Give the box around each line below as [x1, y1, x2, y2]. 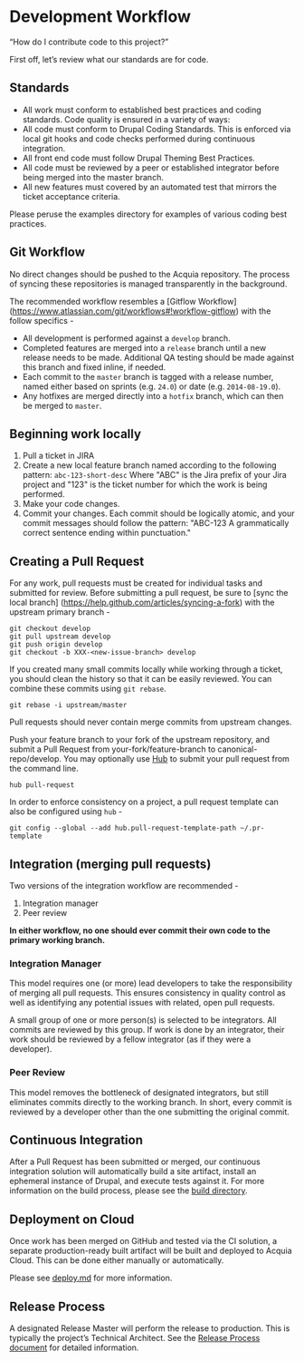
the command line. [9, 763, 79, 774]
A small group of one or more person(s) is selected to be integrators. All [9, 1015, 278, 1026]
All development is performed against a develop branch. [22, 333, 231, 344]
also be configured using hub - [9, 806, 123, 817]
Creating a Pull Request [9, 553, 145, 569]
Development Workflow [9, 6, 192, 27]
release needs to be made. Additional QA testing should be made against [22, 352, 295, 363]
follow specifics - [9, 315, 74, 326]
